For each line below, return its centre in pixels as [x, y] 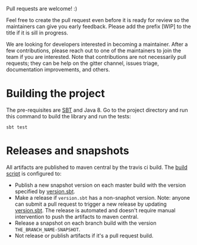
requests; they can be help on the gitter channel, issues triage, [82, 63]
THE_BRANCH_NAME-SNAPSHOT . [47, 229]
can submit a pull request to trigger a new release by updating [91, 204]
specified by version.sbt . [45, 191]
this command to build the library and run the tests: [69, 116]
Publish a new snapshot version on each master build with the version [100, 185]
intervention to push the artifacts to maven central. [77, 216]
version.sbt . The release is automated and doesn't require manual [95, 210]
